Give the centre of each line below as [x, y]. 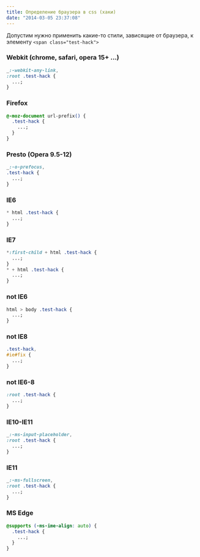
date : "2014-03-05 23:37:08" [43, 18]
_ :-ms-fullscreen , [30, 480]
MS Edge [20, 513]
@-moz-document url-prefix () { [46, 116]
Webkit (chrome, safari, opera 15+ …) [63, 58]
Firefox [17, 103]
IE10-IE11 [20, 422]
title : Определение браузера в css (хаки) [61, 12]
